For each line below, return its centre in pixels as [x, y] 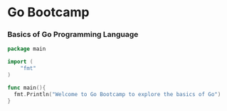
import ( [20, 62]
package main [27, 49]
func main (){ [27, 88]
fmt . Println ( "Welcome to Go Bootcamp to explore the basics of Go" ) [117, 94]
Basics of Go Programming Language [73, 35]
